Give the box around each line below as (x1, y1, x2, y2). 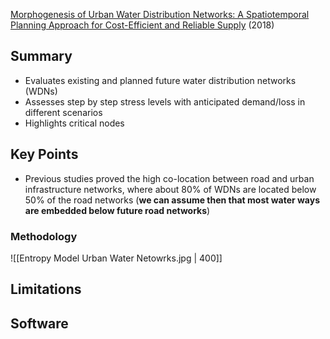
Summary (10, 48, 73, 65)
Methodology (10, 229, 78, 243)
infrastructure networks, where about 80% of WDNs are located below (24, 183, 317, 195)
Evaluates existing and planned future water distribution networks (24, 74, 297, 86)
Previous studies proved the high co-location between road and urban (24, 172, 315, 184)
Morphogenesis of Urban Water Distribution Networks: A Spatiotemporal (10, 9, 310, 20)
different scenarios (24, 106, 103, 118)
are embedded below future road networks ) (24, 204, 211, 216)
